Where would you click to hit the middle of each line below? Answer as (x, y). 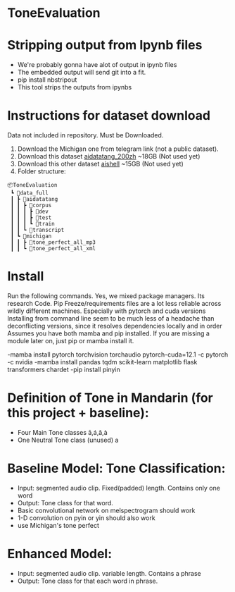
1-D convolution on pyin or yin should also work (87, 518)
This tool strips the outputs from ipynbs (75, 87)
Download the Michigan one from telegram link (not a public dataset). (118, 149)
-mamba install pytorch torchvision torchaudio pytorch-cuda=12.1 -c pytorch (118, 354)
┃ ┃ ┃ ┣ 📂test (31, 218)
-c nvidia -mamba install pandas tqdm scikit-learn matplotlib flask (102, 362)
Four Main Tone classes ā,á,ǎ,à (62, 432)
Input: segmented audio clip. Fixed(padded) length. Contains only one (119, 488)
